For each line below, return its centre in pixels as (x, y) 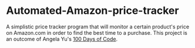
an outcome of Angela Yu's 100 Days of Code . (62, 39)
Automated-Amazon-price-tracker (93, 11)
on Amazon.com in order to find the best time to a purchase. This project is (97, 32)
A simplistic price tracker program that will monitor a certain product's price (98, 27)
